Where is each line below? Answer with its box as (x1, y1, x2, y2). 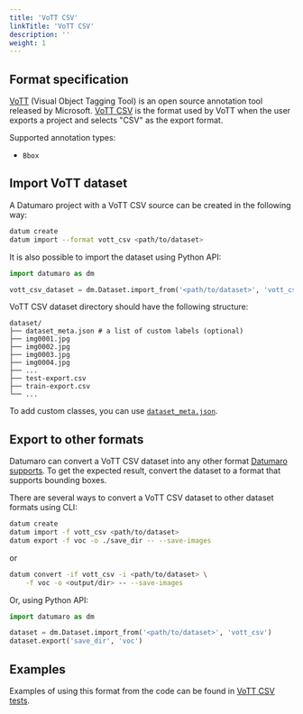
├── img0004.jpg (9, 358, 70, 368)
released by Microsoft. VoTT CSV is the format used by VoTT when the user (9, 105, 291, 116)
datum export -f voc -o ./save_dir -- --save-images (9, 535, 212, 545)
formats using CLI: (9, 502, 78, 513)
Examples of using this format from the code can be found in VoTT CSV (9, 686, 275, 696)
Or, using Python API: (9, 594, 88, 605)
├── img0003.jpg (9, 351, 70, 360)
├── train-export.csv (9, 382, 91, 391)
